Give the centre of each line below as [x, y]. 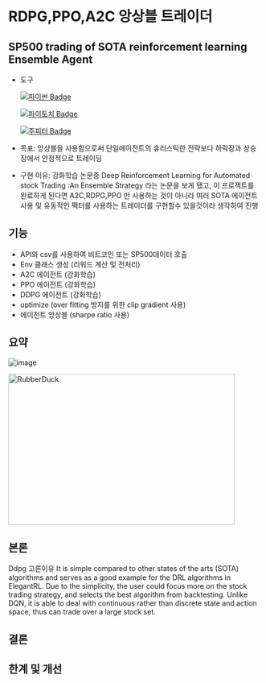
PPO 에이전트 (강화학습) [58, 284]
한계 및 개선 [35, 669]
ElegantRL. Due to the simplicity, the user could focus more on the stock [128, 586]
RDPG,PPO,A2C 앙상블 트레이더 [110, 17]
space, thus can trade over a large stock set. [82, 612]
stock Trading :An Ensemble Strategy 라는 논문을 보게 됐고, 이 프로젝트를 [137, 185]
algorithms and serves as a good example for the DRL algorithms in [120, 577]
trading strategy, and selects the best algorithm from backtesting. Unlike [128, 595]
